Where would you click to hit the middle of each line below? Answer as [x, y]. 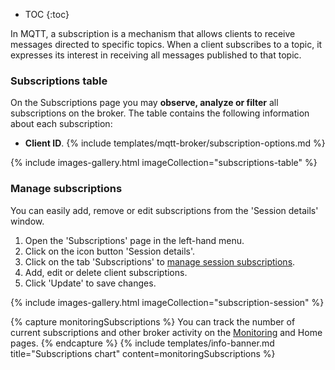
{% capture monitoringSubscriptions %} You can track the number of [153, 321]
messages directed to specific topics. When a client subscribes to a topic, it [166, 44]
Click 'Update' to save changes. [90, 283]
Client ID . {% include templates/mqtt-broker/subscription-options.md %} [175, 143]
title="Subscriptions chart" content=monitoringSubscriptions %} [143, 353]
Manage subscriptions [66, 189]
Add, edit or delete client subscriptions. [106, 272]
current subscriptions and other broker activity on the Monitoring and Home [166, 332]
